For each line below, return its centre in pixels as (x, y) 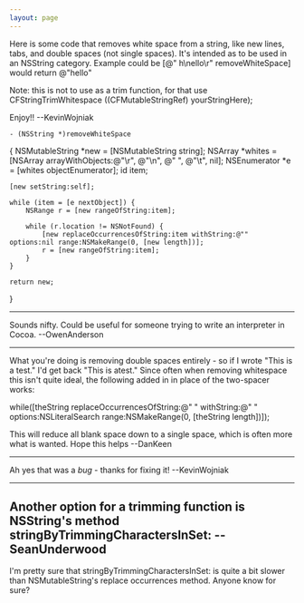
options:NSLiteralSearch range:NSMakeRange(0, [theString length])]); (139, 416)
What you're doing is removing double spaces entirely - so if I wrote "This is (151, 360)
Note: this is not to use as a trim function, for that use (109, 90)
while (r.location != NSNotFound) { (95, 226)
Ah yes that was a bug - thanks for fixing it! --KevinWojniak (119, 470)
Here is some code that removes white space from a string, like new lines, (147, 44)
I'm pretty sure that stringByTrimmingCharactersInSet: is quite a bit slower (147, 571)
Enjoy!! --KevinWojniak (52, 117)
